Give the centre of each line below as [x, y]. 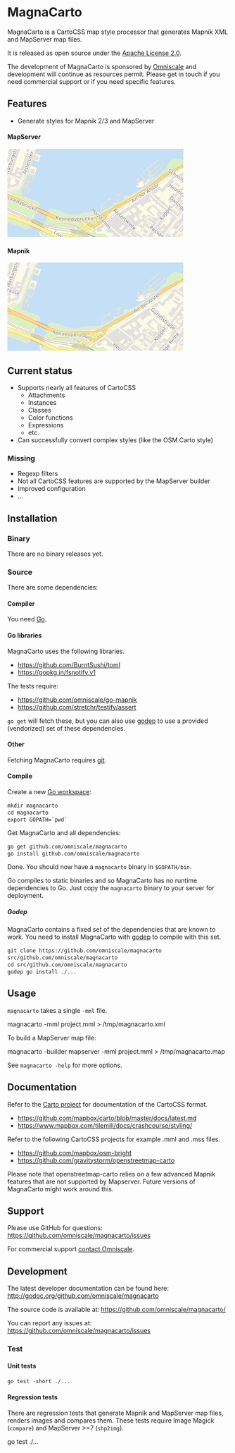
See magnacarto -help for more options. [65, 1065]
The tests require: [33, 686]
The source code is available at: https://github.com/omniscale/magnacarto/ [117, 1310]
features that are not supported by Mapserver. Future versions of [101, 1181]
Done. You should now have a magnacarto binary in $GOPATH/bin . [100, 867]
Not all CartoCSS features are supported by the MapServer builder [114, 481]
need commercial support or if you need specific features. [91, 81]
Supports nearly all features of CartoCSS [77, 387]
